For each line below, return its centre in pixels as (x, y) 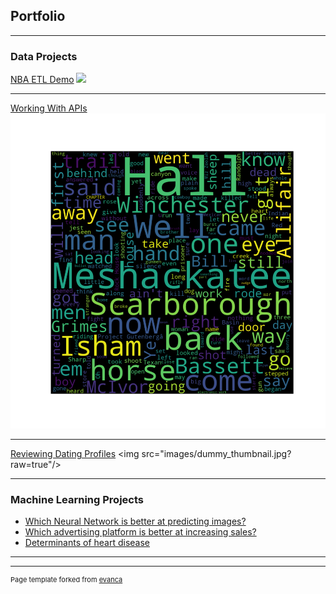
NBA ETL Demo (42, 80)
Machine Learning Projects (77, 500)
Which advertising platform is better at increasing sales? (140, 532)
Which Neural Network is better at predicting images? (135, 521)
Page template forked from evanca (66, 580)
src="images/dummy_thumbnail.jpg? (216, 454)
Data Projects (44, 56)
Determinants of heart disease (87, 543)
